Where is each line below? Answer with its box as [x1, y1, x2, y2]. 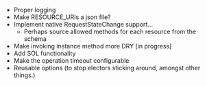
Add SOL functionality [13, 49, 76, 57]
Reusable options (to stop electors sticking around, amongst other [13, 64, 201, 72]
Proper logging [13, 6, 56, 14]
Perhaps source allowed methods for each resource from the [23, 27, 197, 35]
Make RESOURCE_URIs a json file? [13, 13, 111, 21]
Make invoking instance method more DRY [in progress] [13, 42, 172, 50]
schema [23, 35, 47, 43]
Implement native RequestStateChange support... [13, 20, 153, 28]
